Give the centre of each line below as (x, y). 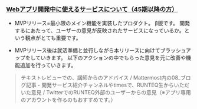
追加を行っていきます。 (48, 65)
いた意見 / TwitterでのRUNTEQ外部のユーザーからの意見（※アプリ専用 (106, 93)
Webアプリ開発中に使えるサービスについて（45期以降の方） (92, 9)
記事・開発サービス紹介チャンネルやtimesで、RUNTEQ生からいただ (108, 85)
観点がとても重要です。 (53, 38)
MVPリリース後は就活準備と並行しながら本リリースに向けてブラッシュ (100, 51)
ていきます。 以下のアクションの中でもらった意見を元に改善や (111, 58)
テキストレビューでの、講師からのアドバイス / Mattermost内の (96, 78)
